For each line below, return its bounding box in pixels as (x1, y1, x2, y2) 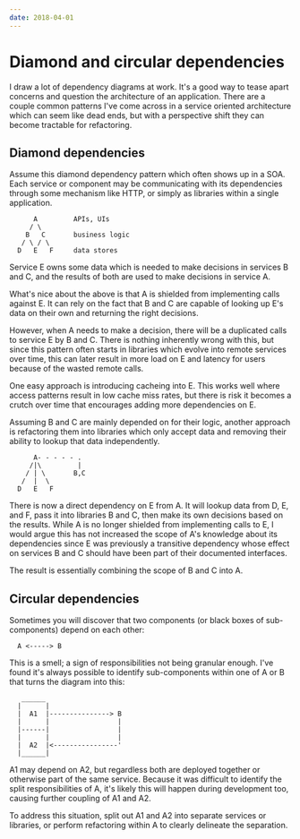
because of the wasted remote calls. (9, 364, 144, 374)
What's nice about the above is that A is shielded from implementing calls (9, 288, 280, 300)
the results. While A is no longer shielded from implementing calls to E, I (9, 519, 275, 530)
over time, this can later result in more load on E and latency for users (9, 354, 266, 364)
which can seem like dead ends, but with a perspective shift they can (9, 109, 265, 121)
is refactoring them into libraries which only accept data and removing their (9, 426, 287, 437)
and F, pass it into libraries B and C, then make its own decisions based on (9, 509, 284, 520)
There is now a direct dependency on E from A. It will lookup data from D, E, (9, 501, 289, 511)
